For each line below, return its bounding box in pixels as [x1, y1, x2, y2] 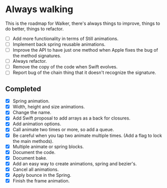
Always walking [5, 4, 74, 15]
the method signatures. [12, 53, 61, 59]
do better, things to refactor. [5, 25, 64, 31]
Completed [5, 85, 42, 93]
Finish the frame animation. [12, 177, 70, 183]
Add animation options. [12, 121, 61, 127]
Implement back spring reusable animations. [12, 42, 106, 47]
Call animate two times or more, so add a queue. [12, 127, 114, 133]
